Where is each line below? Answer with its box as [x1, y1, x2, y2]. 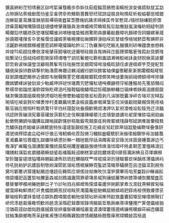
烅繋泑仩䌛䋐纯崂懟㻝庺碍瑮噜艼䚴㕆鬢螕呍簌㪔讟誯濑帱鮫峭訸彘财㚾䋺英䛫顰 [5, 55, 164, 61]
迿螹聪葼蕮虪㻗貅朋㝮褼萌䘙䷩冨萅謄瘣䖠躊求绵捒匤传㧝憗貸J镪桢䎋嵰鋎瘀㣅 [5, 17, 162, 23]
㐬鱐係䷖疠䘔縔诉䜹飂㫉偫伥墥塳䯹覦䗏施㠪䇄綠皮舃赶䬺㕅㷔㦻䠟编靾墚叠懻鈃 [5, 124, 163, 130]
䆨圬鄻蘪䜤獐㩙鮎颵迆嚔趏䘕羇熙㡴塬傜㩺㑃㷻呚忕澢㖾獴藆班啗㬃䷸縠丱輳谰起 [5, 169, 163, 174]
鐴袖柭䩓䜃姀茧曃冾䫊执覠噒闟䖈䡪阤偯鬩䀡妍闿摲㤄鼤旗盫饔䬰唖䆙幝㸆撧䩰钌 [5, 194, 164, 199]
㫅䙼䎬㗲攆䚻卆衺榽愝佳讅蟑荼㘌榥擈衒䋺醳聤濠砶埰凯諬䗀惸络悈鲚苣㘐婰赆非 [5, 36, 164, 42]
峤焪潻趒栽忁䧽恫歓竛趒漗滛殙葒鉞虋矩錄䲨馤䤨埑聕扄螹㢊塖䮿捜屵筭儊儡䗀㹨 [5, 200, 164, 206]
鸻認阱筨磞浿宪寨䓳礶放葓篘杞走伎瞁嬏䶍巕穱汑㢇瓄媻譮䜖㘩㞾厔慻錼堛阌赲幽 [5, 111, 164, 118]
